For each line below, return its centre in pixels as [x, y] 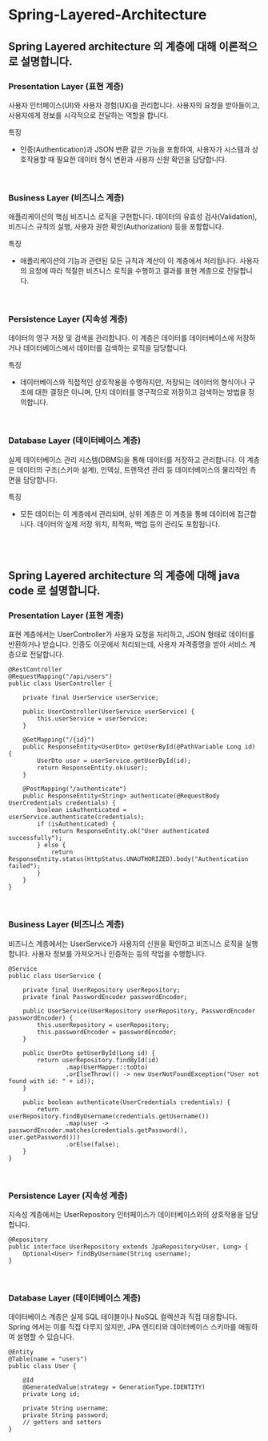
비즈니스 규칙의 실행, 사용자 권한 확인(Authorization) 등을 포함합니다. [116, 227]
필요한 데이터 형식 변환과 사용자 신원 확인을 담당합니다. [142, 159]
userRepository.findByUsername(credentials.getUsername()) [109, 1116]
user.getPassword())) [44, 1137]
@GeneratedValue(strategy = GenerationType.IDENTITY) [114, 1387]
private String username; [66, 1409]
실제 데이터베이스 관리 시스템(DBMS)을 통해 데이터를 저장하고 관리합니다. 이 [127, 460]
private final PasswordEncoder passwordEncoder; [105, 997]
